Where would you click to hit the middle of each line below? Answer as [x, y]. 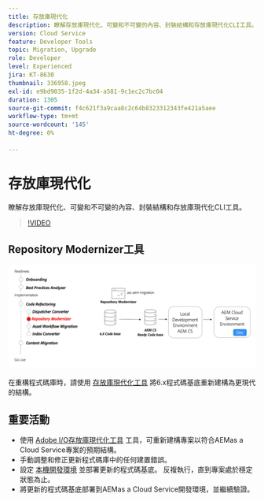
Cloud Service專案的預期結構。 [70, 450]
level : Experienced [40, 67]
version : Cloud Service [47, 33]
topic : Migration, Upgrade [52, 50]
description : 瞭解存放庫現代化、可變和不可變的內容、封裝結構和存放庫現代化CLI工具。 [133, 25]
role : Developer [35, 58]
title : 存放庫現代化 [38, 17]
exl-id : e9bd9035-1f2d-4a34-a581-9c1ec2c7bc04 [86, 91]
